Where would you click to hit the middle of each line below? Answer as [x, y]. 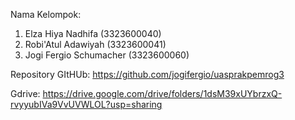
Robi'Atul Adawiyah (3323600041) [95, 44]
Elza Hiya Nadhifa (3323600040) [93, 33]
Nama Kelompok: [46, 14]
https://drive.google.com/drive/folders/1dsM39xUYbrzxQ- [162, 93]
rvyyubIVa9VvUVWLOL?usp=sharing [86, 104]
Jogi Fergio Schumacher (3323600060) [107, 55]
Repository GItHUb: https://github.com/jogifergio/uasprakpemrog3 [147, 74]
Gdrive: [25, 93]
